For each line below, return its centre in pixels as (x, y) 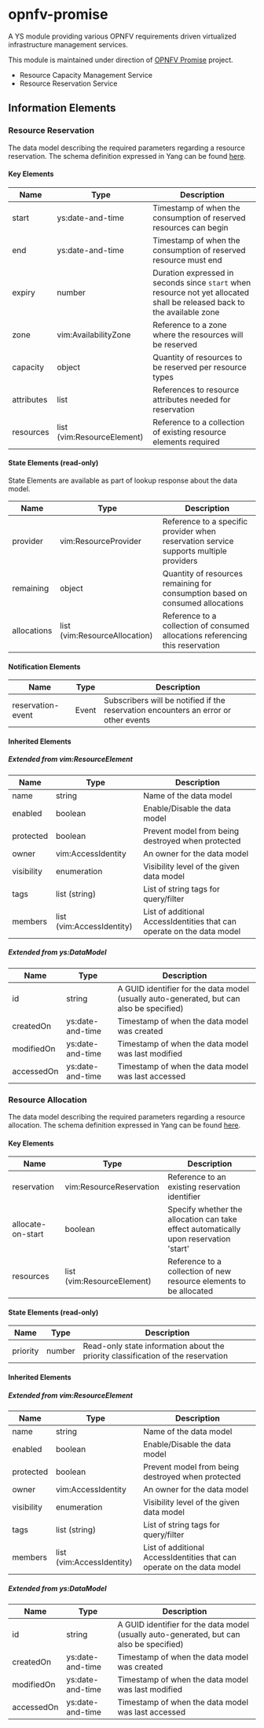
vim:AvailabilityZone (94, 334)
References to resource (196, 389)
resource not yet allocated (201, 292)
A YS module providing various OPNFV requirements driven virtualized (123, 36)
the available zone (186, 312)
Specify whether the (205, 1210)
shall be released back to (199, 302)
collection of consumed (206, 626)
